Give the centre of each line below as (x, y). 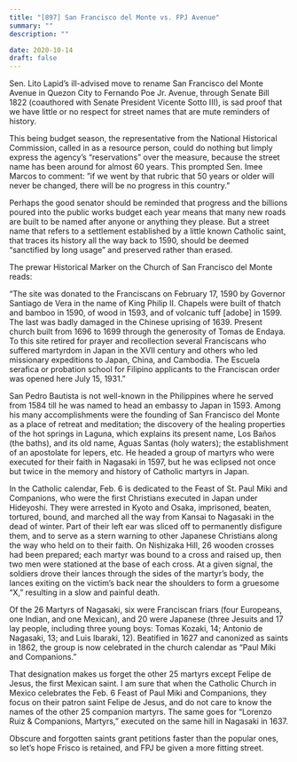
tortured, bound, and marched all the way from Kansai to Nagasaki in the (142, 517)
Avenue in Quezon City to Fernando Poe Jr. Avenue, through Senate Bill (139, 93)
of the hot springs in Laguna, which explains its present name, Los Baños (143, 434)
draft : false (33, 59)
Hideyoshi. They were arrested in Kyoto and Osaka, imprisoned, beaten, (141, 508)
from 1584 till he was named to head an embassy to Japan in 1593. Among (145, 406)
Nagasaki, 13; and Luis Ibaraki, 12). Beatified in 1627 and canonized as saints (149, 638)
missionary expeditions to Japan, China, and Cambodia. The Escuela (134, 360)
